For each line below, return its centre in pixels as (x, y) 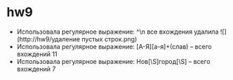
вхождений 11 (37, 54)
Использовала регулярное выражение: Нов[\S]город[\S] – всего (114, 61)
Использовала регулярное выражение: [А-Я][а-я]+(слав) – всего (114, 46)
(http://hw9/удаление (48, 39)
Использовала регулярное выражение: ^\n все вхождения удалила (118, 32)
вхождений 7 (36, 69)
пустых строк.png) (109, 39)
